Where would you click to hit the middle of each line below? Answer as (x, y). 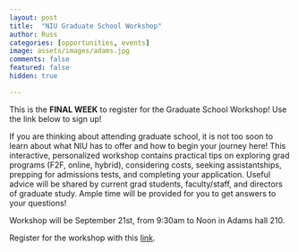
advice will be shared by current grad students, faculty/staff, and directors (146, 184)
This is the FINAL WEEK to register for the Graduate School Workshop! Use (148, 109)
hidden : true (34, 76)
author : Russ (34, 34)
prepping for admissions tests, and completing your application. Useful (140, 174)
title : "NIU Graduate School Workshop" (86, 26)
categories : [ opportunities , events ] (80, 43)
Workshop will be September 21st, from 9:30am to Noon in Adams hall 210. (147, 220)
